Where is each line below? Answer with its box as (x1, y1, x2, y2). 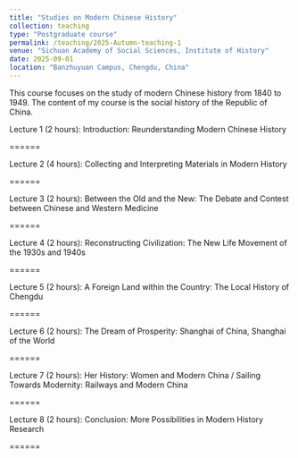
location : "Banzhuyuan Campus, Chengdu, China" (9, 64, 190, 72)
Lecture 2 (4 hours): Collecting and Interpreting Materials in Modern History (9, 158, 287, 169)
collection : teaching (9, 21, 90, 30)
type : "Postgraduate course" (9, 30, 118, 38)
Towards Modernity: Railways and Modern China (9, 379, 188, 390)
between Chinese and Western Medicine (9, 202, 159, 213)
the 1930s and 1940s (9, 247, 87, 258)
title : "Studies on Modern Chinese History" (9, 13, 178, 22)
